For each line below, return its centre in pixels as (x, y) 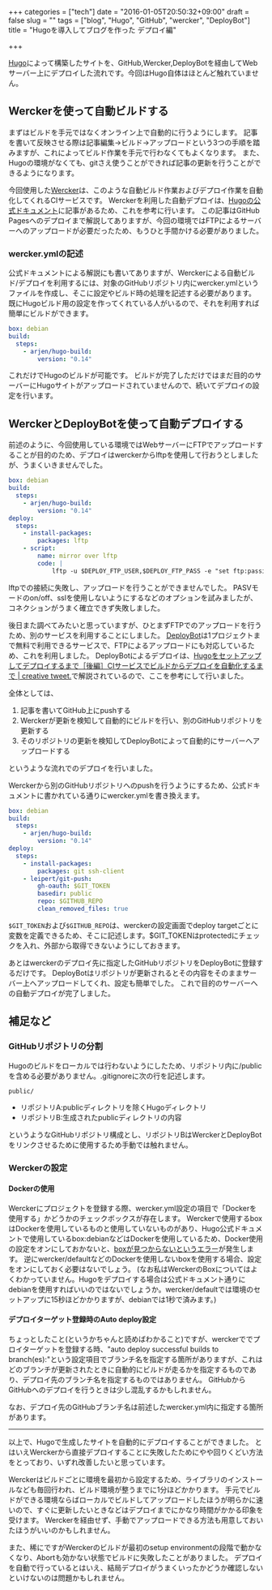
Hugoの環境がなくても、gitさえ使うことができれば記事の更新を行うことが (131, 162)
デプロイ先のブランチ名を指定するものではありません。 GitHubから (134, 1379)
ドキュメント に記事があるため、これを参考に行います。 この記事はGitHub (138, 210)
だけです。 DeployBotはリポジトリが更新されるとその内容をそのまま (129, 973)
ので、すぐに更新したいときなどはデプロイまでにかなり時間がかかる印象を (139, 1510)
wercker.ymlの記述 (46, 253)
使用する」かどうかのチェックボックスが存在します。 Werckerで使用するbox (136, 1218)
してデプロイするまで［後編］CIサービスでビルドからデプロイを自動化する (132, 665)
